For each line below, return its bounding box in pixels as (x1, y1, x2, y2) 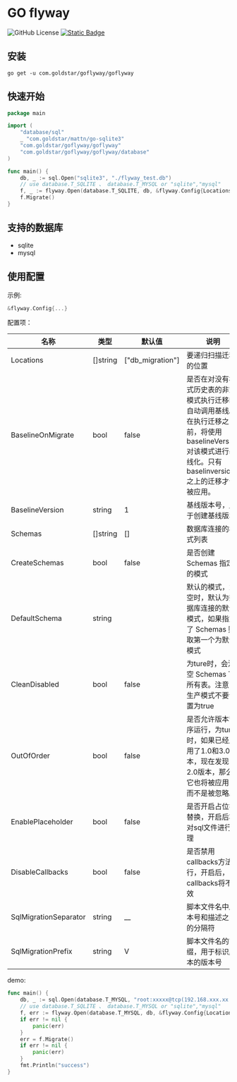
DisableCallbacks (11, 867, 68, 877)
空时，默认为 (186, 593, 229, 603)
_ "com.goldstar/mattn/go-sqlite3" (20, 135, 125, 142)
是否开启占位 (186, 801, 229, 811)
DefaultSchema (11, 613, 62, 623)
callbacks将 (186, 878, 226, 888)
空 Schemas (186, 670, 227, 680)
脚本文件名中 (186, 902, 229, 912)
